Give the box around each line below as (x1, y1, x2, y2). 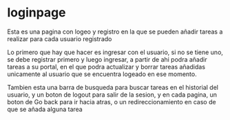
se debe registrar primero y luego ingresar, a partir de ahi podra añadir (7, 55, 208, 63)
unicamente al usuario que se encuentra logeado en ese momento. (7, 70, 198, 78)
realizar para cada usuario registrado (7, 34, 112, 43)
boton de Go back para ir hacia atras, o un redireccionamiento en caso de (7, 97, 216, 106)
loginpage (7, 5, 67, 21)
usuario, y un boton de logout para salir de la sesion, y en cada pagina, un (7, 91, 217, 99)
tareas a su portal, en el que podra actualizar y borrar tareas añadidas (7, 62, 205, 71)
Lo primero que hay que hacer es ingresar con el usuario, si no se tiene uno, (7, 48, 224, 56)
